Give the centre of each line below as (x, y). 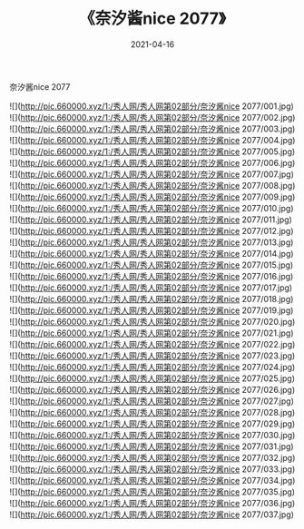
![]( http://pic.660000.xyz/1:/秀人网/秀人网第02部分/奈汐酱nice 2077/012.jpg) (152, 230)
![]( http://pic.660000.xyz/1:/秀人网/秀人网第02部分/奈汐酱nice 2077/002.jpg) (152, 117)
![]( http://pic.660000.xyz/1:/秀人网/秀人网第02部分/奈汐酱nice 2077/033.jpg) (152, 469)
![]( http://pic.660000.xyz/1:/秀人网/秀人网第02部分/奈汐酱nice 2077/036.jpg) (152, 503)
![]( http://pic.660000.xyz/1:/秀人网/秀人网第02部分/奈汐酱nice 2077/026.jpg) (152, 389)
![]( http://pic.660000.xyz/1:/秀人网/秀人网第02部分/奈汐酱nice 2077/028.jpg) (152, 412)
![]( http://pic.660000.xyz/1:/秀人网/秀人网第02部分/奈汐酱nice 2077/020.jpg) (152, 321)
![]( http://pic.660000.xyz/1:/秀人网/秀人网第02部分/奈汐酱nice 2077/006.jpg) (152, 162)
